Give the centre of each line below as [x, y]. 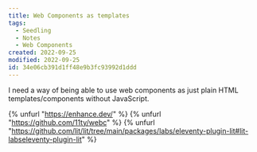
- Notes [28, 38]
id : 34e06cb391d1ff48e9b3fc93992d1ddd [72, 68]
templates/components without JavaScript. [79, 98]
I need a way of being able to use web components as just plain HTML [123, 90]
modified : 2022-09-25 [44, 60]
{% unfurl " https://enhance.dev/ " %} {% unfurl [85, 114]
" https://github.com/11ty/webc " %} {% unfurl [82, 122]
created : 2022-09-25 [43, 53]
